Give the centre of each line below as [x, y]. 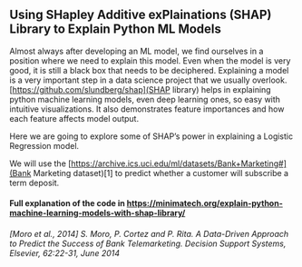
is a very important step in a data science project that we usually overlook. [148, 80]
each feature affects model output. [74, 118]
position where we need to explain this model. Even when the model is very [150, 60]
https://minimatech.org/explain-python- [205, 203]
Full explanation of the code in [67, 203]
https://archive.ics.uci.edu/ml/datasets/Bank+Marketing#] [179, 163]
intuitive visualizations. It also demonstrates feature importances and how [147, 109]
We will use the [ [40, 163]
